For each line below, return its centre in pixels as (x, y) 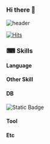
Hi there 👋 (21, 10)
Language (19, 65)
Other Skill (20, 80)
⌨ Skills (20, 51)
